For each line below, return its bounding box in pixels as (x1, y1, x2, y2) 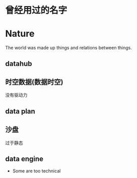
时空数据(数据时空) (5, 78, 63, 86)
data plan (5, 107, 35, 115)
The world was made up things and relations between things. (5, 45, 132, 51)
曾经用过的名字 (5, 5, 67, 16)
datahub (5, 59, 32, 68)
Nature (5, 28, 35, 39)
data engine (5, 154, 44, 163)
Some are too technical (12, 168, 61, 174)
